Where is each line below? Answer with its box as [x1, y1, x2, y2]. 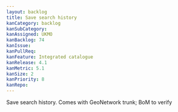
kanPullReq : [6, 48, 36, 54]
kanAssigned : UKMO [6, 31, 53, 38]
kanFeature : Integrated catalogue [6, 54, 94, 60]
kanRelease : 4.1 [6, 59, 47, 65]
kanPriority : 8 [6, 76, 45, 82]
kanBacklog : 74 [6, 37, 45, 43]
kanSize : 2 [6, 71, 34, 77]
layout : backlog [6, 8, 47, 15]
